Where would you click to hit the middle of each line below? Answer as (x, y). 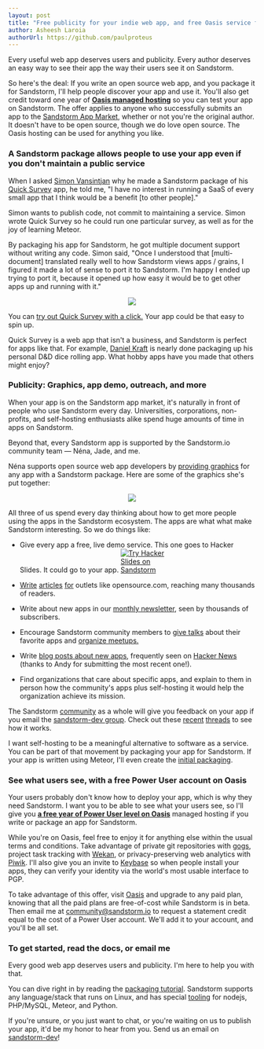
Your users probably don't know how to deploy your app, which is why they (130, 798)
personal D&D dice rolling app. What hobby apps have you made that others (131, 356)
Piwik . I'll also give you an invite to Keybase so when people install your (124, 863)
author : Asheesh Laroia (47, 30)
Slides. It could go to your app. (69, 570)
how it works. (30, 728)
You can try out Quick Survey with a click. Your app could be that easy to (126, 316)
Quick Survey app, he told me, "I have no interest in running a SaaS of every (131, 189)
